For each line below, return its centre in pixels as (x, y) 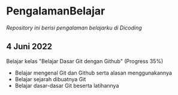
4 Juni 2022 (29, 47)
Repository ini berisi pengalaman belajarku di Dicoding (74, 28)
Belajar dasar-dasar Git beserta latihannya (67, 85)
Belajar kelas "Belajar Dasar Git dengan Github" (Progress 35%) (85, 61)
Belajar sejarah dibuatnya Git (50, 79)
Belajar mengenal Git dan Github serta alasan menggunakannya (93, 73)
